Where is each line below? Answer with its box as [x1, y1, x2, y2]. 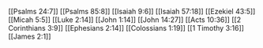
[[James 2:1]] [8, 31, 51, 41]
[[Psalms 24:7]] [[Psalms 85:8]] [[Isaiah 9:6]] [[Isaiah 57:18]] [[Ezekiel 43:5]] [8, 7, 256, 16]
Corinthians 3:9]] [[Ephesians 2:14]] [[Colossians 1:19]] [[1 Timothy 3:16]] [8, 24, 245, 32]
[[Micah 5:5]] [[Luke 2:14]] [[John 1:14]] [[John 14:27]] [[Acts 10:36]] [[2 [8, 15, 242, 24]
